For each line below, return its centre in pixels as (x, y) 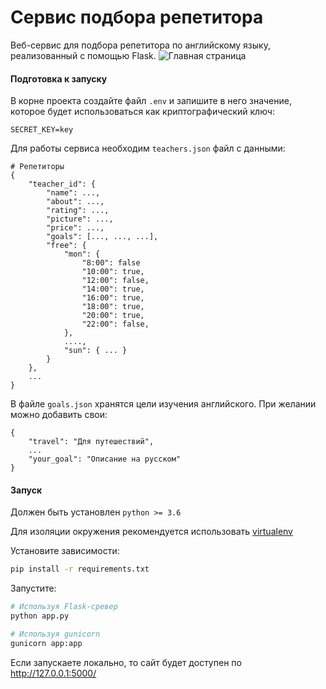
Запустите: (33, 588)
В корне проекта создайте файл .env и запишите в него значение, (151, 101)
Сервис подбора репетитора (137, 17)
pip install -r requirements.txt (80, 569)
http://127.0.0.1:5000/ (53, 673)
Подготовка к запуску (59, 78)
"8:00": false (111, 263)
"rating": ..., (78, 211)
